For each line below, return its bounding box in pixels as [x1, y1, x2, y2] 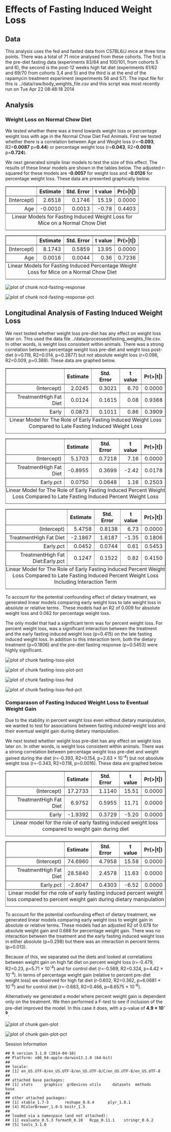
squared [5, 170, 23, 176]
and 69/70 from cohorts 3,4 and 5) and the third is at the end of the [5, 70, 147, 76]
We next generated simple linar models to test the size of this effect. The [5, 159, 158, 165]
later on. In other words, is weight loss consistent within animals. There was [5, 743, 164, 749]
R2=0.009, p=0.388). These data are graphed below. [5, 357, 116, 363]
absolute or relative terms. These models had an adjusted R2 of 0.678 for [5, 922, 159, 928]
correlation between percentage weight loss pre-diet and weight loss [5, 346, 150, 353]
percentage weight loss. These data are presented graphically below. [5, 175, 150, 181]
